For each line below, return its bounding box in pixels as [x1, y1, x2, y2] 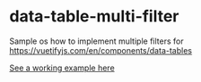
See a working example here [9, 62, 115, 73]
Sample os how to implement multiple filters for [9, 36, 184, 46]
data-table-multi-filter [9, 6, 179, 27]
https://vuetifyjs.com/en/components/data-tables [9, 45, 193, 55]
